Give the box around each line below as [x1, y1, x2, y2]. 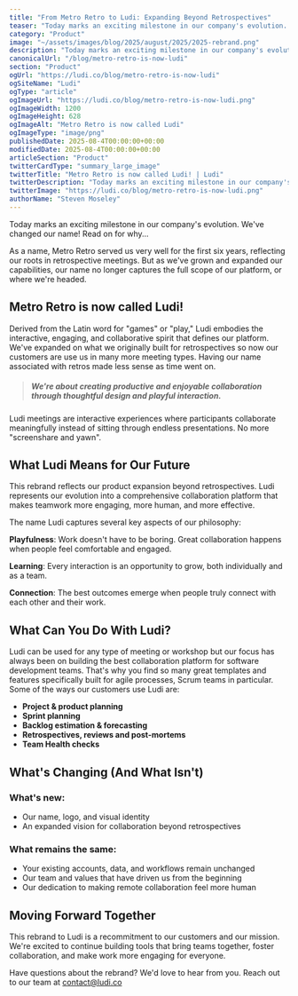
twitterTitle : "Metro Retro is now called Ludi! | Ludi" [9, 170, 224, 178]
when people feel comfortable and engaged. [9, 543, 172, 555]
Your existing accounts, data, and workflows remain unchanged [21, 863, 255, 874]
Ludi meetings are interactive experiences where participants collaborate [9, 413, 277, 423]
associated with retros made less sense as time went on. [9, 360, 216, 371]
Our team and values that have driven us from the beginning [21, 873, 242, 883]
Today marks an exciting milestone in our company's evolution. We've [9, 218, 264, 229]
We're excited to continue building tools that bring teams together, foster [9, 941, 275, 952]
